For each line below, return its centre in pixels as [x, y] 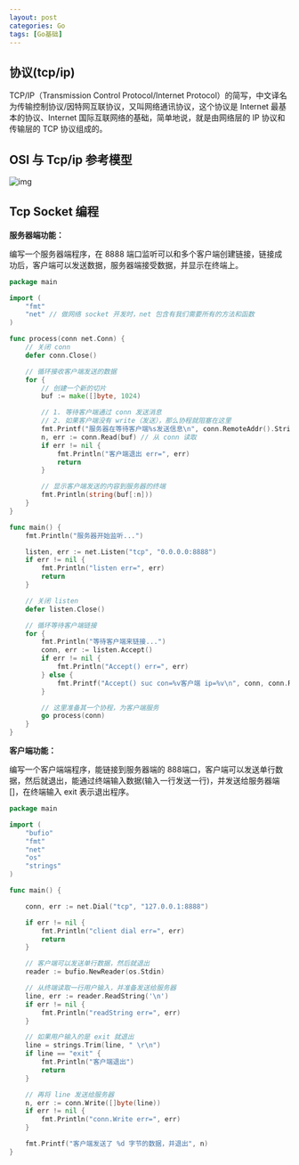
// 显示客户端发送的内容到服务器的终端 [104, 486]
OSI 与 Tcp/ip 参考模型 [71, 160]
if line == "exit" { [63, 1054]
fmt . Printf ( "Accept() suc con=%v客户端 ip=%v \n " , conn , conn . [173, 683]
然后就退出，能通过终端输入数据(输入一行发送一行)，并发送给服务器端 [152, 781]
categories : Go [37, 26]
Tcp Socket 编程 [54, 212]
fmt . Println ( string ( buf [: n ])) [97, 495]
